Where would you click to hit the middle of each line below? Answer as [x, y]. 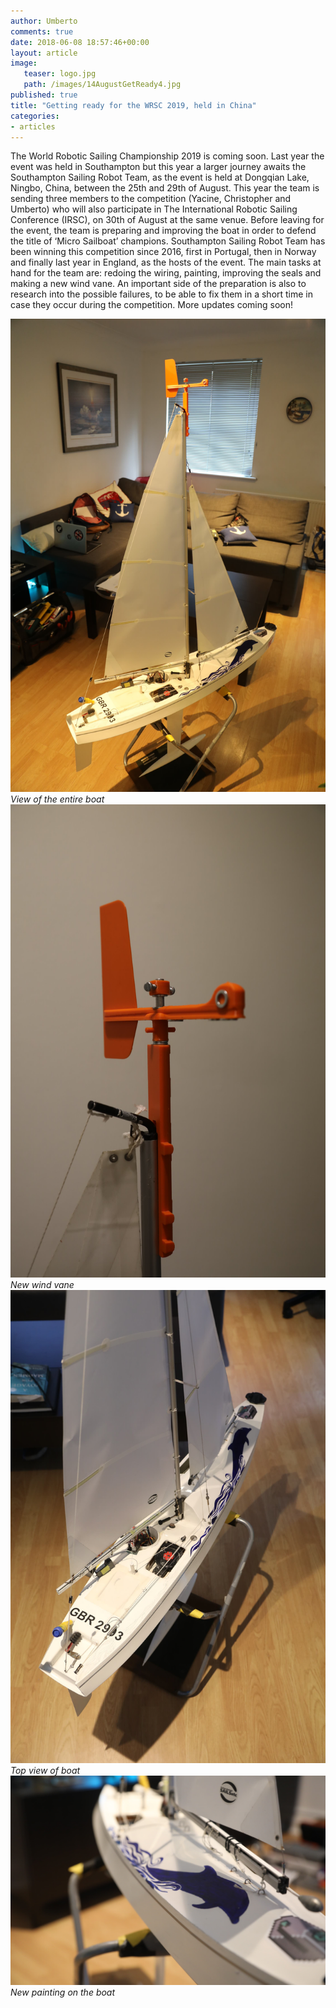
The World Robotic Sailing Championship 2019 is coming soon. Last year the [167, 156]
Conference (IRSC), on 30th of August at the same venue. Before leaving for [167, 220]
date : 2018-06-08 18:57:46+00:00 [80, 42]
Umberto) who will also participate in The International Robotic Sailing [154, 209]
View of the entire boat [57, 799]
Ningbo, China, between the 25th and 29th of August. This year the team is [165, 188]
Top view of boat [45, 1770]
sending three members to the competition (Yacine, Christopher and [151, 199]
